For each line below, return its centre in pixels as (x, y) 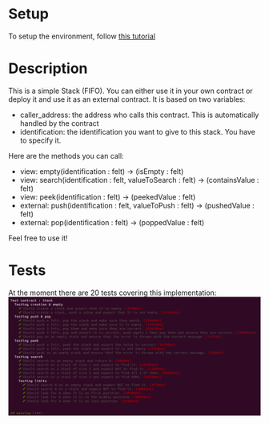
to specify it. (40, 140)
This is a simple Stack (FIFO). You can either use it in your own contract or (131, 91)
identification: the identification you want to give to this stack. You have (138, 131)
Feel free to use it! (38, 238)
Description (48, 69)
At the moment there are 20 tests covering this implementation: (112, 293)
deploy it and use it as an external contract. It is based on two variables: (127, 99)
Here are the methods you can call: (66, 155)
